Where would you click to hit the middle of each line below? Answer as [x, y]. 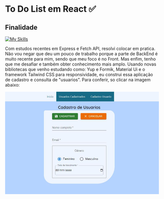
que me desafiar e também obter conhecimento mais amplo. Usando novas [81, 64]
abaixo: [12, 85]
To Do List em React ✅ [51, 9]
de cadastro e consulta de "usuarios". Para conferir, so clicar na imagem [78, 80]
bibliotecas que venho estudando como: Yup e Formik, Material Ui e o [75, 69]
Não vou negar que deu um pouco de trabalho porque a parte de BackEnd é [82, 54]
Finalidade [21, 27]
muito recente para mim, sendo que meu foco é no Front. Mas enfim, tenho [81, 59]
